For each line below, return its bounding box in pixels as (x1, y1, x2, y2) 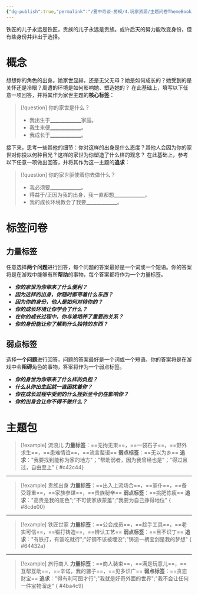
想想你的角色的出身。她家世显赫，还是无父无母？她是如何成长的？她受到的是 (6, 76, 192, 83)
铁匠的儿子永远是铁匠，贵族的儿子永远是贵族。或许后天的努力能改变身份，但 (6, 25, 192, 32)
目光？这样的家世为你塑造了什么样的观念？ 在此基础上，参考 (42, 151, 189, 158)
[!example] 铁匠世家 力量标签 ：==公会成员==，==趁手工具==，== (20, 521, 182, 528)
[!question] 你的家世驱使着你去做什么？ (20, 171, 116, 178)
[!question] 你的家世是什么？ (20, 104, 90, 111)
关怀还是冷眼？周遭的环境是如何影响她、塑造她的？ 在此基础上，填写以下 (6, 84, 183, 91)
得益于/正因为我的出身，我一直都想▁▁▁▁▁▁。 (29, 191, 150, 198)
